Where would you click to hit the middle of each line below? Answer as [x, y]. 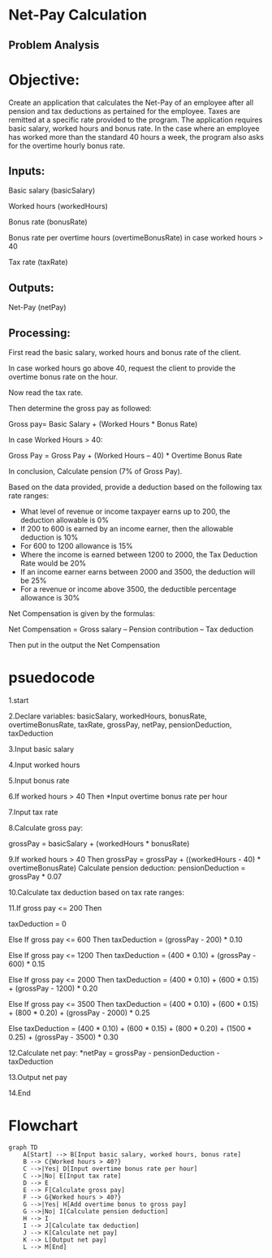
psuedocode [52, 678]
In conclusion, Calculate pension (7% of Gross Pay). [95, 471]
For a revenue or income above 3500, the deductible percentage [128, 589]
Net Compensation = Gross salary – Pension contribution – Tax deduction [131, 629]
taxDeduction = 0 [37, 923]
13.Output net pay [38, 1077]
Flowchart [43, 1126]
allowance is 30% [50, 597]
